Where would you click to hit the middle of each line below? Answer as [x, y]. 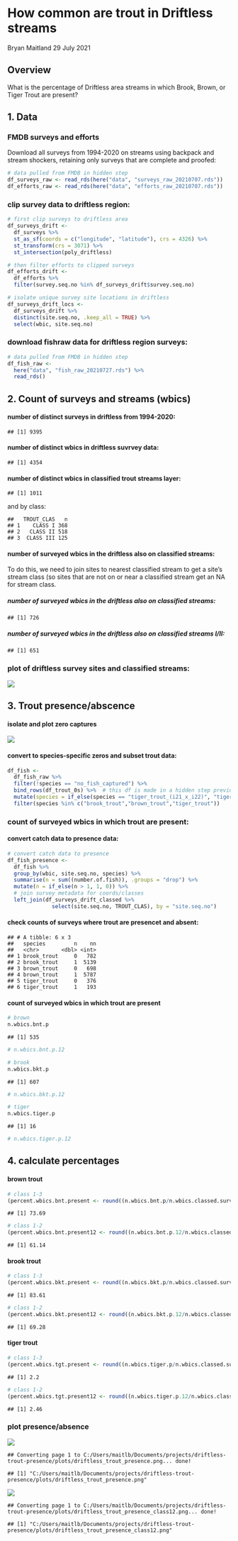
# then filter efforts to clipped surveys [71, 265]
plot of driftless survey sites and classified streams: [98, 668]
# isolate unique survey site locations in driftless [89, 298]
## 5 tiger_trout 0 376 [52, 981]
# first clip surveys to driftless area [68, 219]
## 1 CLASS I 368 [38, 526]
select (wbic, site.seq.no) [53, 324]
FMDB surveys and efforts [53, 138]
